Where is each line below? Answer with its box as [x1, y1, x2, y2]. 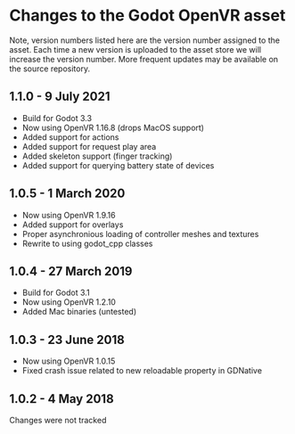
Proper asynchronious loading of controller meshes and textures [21, 228, 259, 239]
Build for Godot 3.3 [21, 112, 92, 123]
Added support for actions [21, 131, 119, 143]
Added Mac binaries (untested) [21, 307, 137, 317]
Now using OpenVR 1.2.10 [21, 297, 116, 307]
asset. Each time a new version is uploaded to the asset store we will [9, 44, 261, 54]
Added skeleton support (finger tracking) [21, 151, 173, 161]
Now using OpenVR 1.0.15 [21, 356, 116, 366]
